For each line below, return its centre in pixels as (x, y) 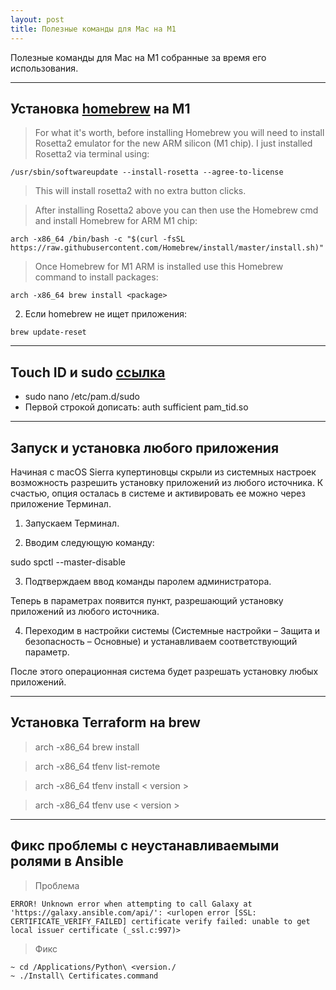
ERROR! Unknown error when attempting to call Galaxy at (131, 904)
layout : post (37, 19)
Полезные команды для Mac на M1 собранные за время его (138, 57)
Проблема (57, 885)
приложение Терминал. (61, 503)
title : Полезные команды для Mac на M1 (93, 29)
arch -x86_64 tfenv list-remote (97, 766)
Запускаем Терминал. (72, 523)
